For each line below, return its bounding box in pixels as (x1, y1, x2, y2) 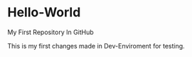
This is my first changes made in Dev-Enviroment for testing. (7, 41, 185, 50)
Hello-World (7, 4, 81, 21)
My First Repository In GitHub (7, 28, 94, 36)
